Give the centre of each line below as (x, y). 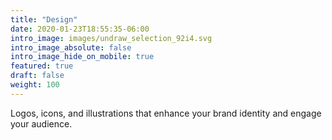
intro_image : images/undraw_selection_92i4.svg (111, 38)
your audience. (41, 123)
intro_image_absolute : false (71, 47)
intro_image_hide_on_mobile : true (82, 57)
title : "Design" (44, 19)
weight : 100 (35, 85)
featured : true (42, 66)
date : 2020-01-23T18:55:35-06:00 (80, 29)
